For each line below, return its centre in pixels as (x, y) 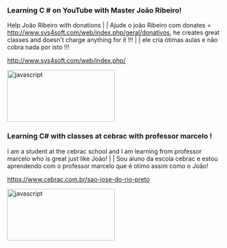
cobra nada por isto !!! (39, 48)
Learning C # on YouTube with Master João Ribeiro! (95, 10)
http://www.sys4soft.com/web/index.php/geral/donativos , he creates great (113, 32)
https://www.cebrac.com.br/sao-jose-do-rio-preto (78, 179)
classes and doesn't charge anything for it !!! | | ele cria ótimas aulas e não (112, 40)
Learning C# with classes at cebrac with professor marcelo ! (110, 136)
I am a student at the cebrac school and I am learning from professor (105, 151)
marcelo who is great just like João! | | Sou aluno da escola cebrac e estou (112, 158)
